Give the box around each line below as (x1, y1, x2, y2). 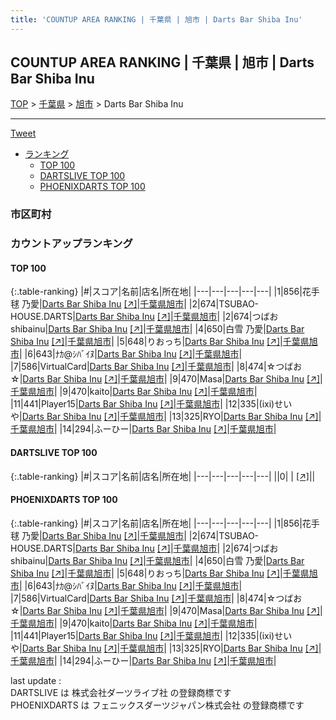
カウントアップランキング (10, 237, 133, 251)
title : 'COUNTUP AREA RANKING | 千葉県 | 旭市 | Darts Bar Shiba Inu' (10, 14, 303, 25)
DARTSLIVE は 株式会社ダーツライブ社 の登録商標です (10, 686, 232, 698)
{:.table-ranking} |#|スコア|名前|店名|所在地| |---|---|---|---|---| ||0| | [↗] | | (10, 470, 316, 482)
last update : (10, 674, 62, 686)
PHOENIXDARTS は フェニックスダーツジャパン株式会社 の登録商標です (10, 699, 305, 711)
